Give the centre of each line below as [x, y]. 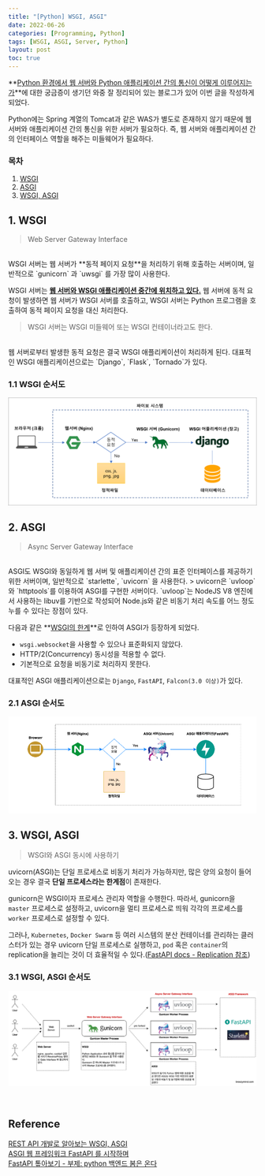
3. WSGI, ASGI [44, 835]
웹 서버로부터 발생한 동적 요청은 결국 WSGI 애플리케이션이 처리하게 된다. [119, 352]
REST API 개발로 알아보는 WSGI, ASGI [68, 1144]
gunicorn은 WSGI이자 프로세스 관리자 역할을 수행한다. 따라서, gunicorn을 [122, 899]
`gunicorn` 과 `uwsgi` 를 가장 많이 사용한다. [103, 274]
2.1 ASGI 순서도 [36, 703]
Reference [34, 1124]
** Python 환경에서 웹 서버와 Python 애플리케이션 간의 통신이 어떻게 [113, 82]
